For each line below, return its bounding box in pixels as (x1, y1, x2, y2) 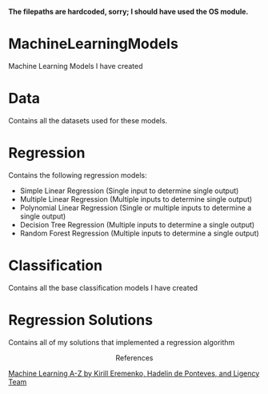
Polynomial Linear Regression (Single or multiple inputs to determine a (19, 203, 252, 212)
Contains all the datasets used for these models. (8, 115, 168, 125)
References (115, 352, 154, 363)
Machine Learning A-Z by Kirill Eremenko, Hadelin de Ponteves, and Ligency (8, 368, 260, 378)
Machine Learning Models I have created (8, 61, 143, 70)
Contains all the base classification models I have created (8, 283, 198, 292)
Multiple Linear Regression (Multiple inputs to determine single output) (19, 194, 253, 203)
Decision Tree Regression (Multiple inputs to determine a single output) (19, 219, 255, 229)
